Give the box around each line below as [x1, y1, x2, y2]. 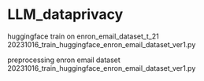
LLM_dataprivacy [7, 6, 124, 24]
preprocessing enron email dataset [7, 55, 121, 64]
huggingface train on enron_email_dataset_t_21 [7, 31, 159, 41]
